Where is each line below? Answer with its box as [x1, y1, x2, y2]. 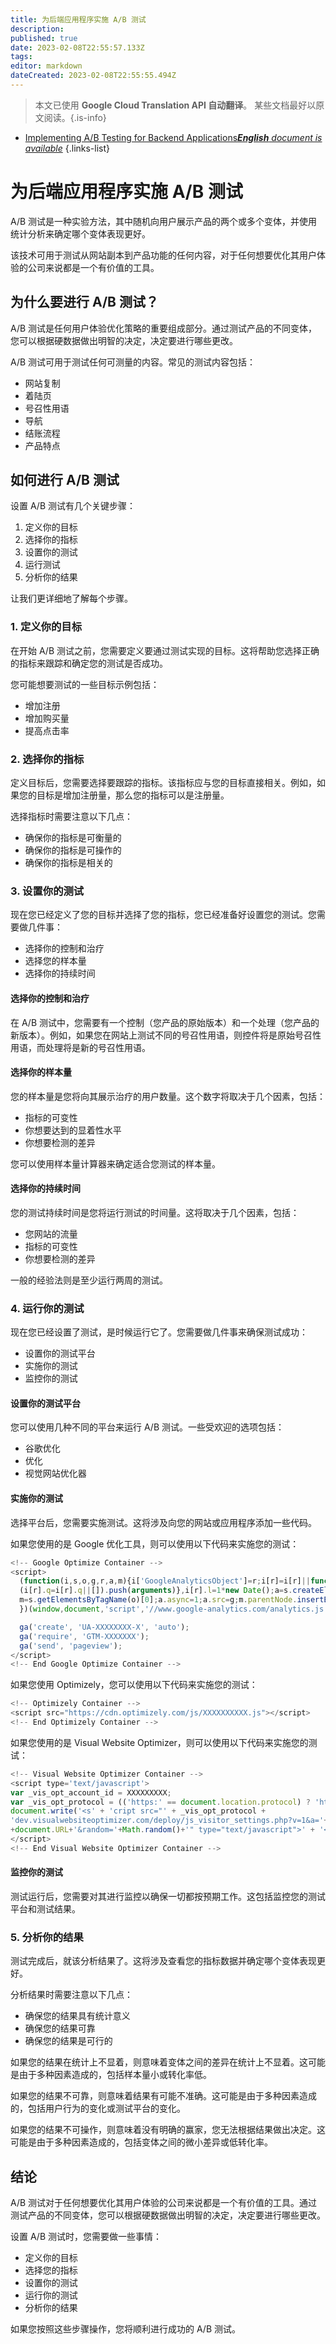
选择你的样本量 [10, 1066, 72, 1078]
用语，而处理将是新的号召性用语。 [10, 1041, 151, 1053]
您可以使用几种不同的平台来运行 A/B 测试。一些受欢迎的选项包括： [10, 1421, 285, 1433]
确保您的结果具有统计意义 [24, 2010, 131, 2022]
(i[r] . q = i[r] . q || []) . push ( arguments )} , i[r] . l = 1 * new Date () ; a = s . [19, 1586, 293, 1596]
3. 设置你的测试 [10, 884, 85, 898]
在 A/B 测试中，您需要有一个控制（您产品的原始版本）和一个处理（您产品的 [10, 1016, 320, 1028]
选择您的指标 [24, 2264, 78, 2276]
